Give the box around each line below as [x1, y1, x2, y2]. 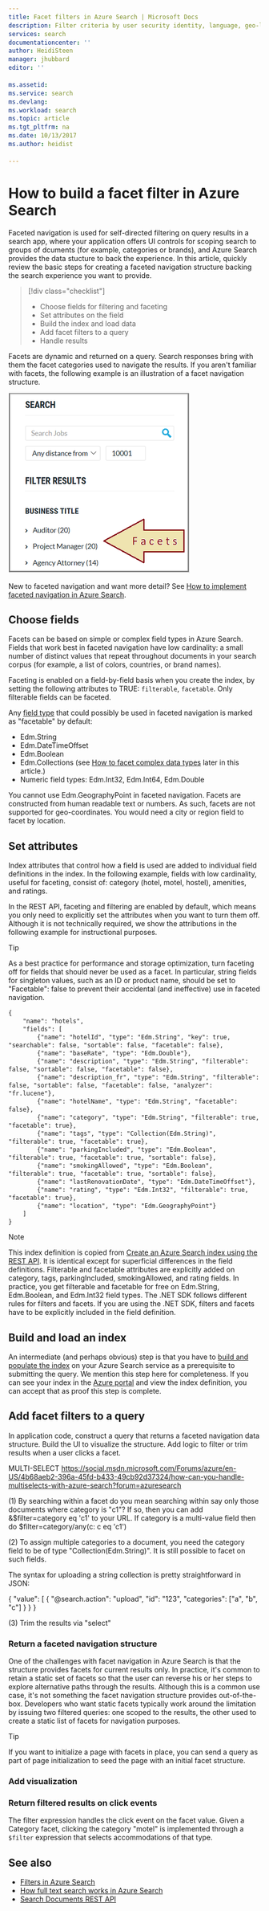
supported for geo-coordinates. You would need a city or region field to [8, 807, 244, 817]
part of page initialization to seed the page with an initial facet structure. [8, 1756, 246, 1766]
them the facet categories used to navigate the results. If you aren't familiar [8, 360, 257, 370]
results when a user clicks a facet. [8, 1448, 122, 1457]
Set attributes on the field [39, 310, 124, 320]
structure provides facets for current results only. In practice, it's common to [8, 1665, 260, 1675]
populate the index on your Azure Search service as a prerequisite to [8, 1361, 235, 1370]
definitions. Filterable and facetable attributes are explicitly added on [8, 1265, 235, 1275]
